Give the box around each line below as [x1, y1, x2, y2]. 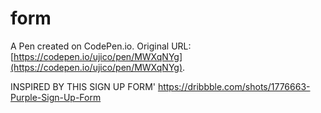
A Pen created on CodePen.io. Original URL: [10, 40, 192, 52]
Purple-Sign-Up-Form [10, 91, 102, 103]
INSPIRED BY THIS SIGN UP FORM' [10, 80, 156, 92]
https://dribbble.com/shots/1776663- [157, 80, 311, 92]
